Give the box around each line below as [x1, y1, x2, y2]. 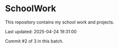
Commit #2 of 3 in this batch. [5, 38, 63, 44]
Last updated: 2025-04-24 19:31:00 [5, 28, 77, 34]
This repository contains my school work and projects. [5, 19, 115, 25]
